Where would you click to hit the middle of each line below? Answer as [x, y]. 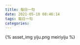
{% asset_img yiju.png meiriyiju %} [40, 37]
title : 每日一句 [20, 10]
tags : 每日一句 [19, 19]
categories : [17, 23]
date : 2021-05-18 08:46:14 [32, 14]
